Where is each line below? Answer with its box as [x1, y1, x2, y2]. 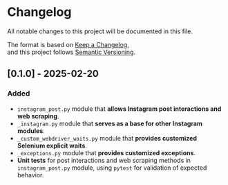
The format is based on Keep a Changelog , [7, 40, 129, 49]
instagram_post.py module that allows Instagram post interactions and [17, 105, 222, 113]
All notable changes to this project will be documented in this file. [7, 27, 193, 35]
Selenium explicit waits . [17, 141, 88, 150]
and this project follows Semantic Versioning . [7, 48, 136, 56]
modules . [17, 126, 45, 135]
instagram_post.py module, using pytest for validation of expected [17, 164, 207, 172]
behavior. [17, 170, 44, 179]
